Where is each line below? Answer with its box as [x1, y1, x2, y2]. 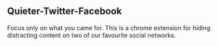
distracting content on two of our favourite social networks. [7, 31, 176, 39]
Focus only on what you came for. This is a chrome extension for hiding [7, 23, 211, 32]
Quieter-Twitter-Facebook [7, 5, 122, 17]
